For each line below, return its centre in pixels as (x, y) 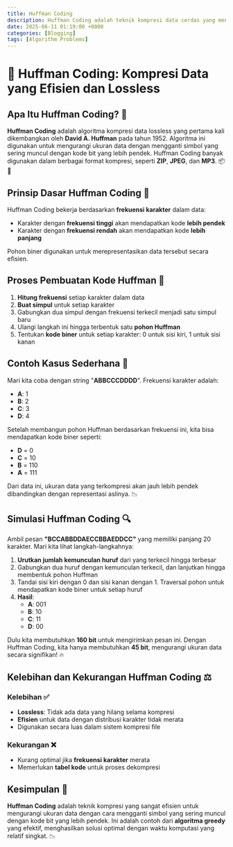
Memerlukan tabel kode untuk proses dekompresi (89, 767)
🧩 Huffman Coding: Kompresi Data (108, 74)
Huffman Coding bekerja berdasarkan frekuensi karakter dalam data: (106, 209)
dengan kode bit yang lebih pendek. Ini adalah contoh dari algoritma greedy (116, 821)
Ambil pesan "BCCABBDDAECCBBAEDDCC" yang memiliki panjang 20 (109, 539)
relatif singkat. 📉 (32, 836)
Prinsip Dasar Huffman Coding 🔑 (78, 193)
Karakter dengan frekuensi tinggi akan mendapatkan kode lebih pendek (121, 223)
